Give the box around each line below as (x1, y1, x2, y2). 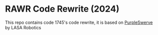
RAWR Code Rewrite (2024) (5, 3, 119, 15)
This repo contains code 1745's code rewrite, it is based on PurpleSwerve (5, 19, 153, 25)
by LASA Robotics (5, 24, 41, 30)
